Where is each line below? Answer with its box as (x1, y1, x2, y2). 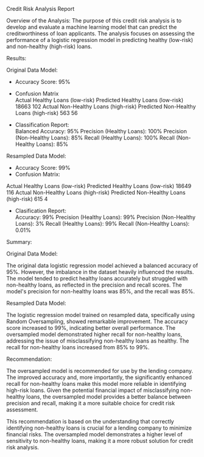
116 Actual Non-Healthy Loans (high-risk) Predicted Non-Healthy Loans (6, 189, 186, 196)
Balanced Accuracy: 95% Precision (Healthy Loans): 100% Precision (15, 128, 188, 134)
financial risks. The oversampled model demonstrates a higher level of (6, 431, 183, 438)
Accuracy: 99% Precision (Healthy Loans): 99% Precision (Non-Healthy (15, 214, 196, 221)
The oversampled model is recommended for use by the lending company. (6, 368, 194, 374)
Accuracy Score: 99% (15, 164, 71, 171)
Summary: (6, 239, 32, 245)
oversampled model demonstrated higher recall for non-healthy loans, (6, 331, 183, 338)
